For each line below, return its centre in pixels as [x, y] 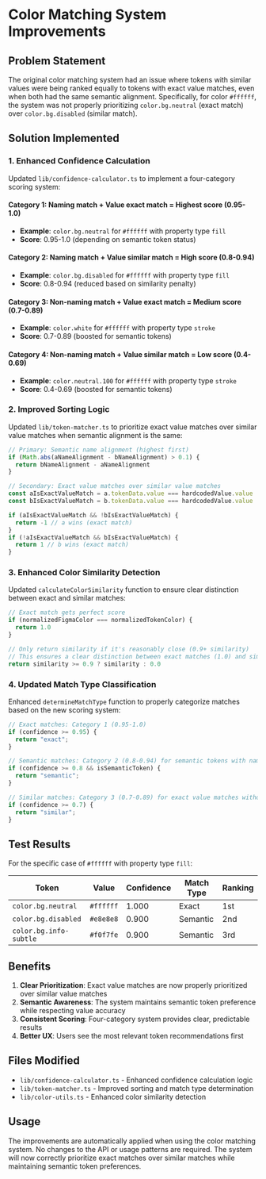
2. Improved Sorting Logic [59, 409]
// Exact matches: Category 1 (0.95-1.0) [78, 724]
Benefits [30, 966]
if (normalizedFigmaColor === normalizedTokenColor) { [101, 620]
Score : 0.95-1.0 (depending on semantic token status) [108, 239]
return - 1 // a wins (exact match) [74, 522]
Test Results [40, 844]
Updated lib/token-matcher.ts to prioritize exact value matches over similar [133, 427]
